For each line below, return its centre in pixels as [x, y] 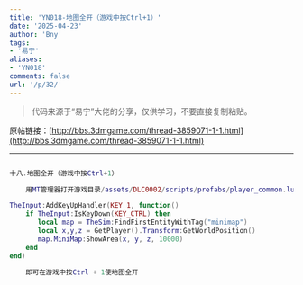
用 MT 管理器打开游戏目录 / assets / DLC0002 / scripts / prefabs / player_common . [156, 190]
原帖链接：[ [31, 130]
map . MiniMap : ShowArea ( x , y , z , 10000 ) [110, 239]
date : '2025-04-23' [46, 26]
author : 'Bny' [36, 34]
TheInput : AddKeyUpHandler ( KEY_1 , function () [94, 206]
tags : [19, 43]
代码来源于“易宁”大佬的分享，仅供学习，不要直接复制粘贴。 [142, 111]
